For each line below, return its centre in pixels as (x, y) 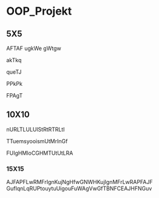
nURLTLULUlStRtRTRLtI (36, 129)
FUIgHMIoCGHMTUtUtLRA (40, 153)
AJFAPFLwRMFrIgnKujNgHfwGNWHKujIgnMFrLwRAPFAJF (79, 182)
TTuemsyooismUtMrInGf (37, 141)
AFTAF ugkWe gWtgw (34, 48)
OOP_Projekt (39, 11)
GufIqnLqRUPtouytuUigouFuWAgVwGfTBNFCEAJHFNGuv (79, 189)
